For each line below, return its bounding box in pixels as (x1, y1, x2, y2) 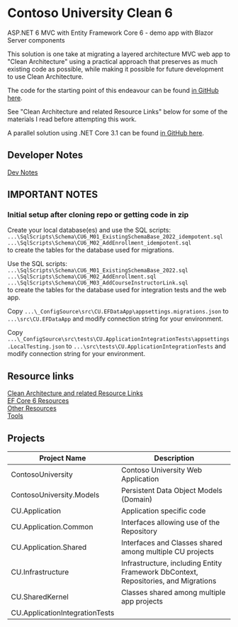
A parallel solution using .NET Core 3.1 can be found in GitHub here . (7, 128, 204, 137)
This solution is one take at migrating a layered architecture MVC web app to (7, 50, 231, 58)
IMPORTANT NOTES (7, 189, 98, 201)
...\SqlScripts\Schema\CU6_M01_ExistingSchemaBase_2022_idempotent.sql (7, 233, 223, 240)
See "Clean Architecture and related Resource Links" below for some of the (7, 107, 228, 116)
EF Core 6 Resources (7, 396, 69, 405)
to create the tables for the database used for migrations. (7, 246, 174, 255)
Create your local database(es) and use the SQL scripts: (7, 226, 171, 235)
